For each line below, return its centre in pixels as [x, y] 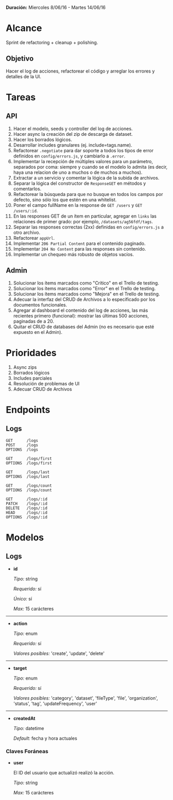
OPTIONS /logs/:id [27, 517]
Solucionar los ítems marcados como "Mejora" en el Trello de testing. [86, 294]
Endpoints [28, 410]
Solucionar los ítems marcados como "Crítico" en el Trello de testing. [86, 283]
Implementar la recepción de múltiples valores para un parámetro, [83, 161]
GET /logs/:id [27, 499]
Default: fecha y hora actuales [45, 738]
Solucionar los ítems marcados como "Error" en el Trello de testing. [84, 288]
